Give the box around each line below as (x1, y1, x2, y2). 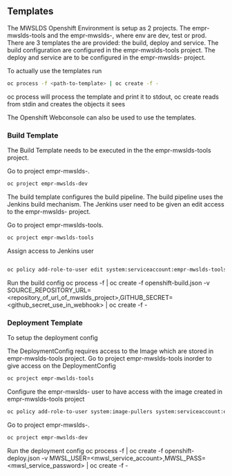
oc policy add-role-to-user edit (7, 266, 104, 273)
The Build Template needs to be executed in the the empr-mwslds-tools (7, 146, 212, 154)
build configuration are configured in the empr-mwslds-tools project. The (7, 46, 215, 54)
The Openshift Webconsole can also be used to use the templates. (7, 113, 197, 122)
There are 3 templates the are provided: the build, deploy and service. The (7, 38, 219, 47)
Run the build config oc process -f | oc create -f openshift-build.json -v (7, 278, 211, 287)
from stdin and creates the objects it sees (7, 99, 126, 108)
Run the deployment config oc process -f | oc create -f (7, 446, 164, 455)
